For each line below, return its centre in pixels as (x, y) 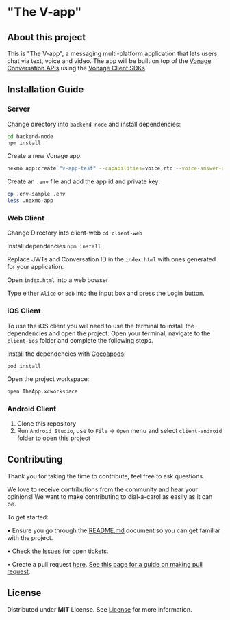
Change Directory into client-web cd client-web (75, 233)
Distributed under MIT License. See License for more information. (100, 609)
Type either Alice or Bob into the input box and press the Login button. (106, 293)
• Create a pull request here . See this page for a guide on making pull (105, 564)
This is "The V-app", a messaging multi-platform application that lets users (112, 53)
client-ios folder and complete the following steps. (80, 340)
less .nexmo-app (30, 201)
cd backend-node (30, 137)
